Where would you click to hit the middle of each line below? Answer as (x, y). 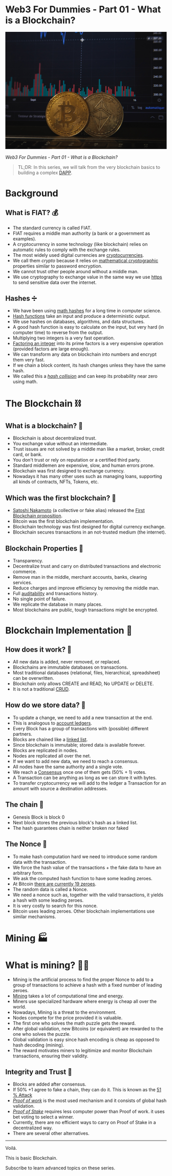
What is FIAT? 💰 (32, 213)
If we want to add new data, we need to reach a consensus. (76, 761)
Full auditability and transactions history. (55, 594)
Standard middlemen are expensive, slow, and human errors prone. (83, 465)
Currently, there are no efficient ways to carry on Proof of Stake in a (84, 1123)
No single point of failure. (39, 599)
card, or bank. (27, 454)
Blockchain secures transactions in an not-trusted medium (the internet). (89, 532)
